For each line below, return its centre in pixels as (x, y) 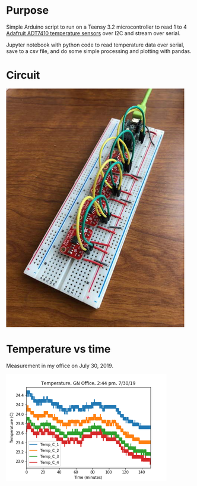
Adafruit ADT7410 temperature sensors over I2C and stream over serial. (93, 33)
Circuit (23, 75)
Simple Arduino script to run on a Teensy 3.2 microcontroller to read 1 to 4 (96, 27)
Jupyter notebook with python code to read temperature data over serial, (96, 45)
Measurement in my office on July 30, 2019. (60, 366)
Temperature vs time (58, 349)
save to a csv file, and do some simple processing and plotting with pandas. (99, 51)
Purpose (28, 10)
